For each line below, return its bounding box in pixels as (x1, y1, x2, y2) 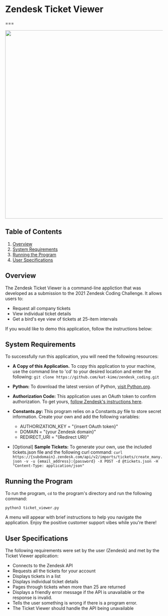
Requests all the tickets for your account (12, 568, 96, 574)
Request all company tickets (12, 305, 71, 311)
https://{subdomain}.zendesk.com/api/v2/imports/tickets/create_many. (12, 455, 163, 460)
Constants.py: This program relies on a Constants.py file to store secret (12, 408, 161, 415)
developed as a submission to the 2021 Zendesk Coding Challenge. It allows (5, 290, 162, 296)
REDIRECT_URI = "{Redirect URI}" (19, 434, 89, 440)
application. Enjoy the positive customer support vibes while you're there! (5, 520, 156, 526)
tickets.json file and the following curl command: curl (12, 449, 123, 455)
